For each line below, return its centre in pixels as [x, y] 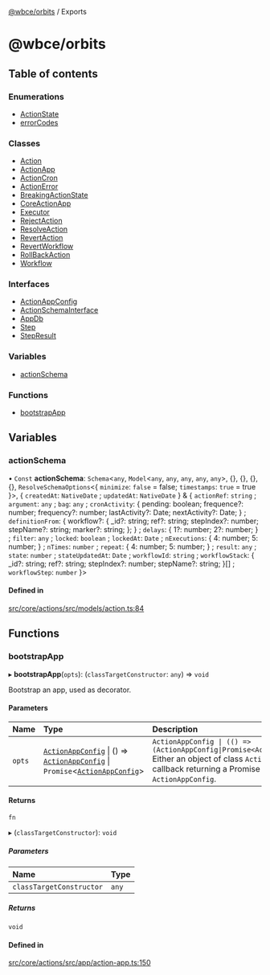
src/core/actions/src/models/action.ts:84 [76, 608]
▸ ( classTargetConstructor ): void [63, 833]
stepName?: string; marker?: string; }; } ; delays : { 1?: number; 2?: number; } [133, 529]
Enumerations [36, 96]
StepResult [38, 336]
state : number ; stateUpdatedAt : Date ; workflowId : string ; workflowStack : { [131, 555]
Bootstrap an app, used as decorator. [70, 690]
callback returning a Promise [207, 768]
